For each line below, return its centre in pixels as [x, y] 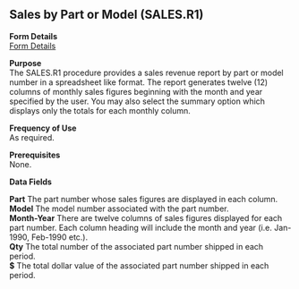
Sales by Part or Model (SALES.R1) [107, 15]
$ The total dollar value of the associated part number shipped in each [139, 265]
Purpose [26, 63]
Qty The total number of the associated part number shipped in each [137, 246]
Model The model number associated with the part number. [119, 208]
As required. [32, 137]
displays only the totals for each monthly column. [100, 110]
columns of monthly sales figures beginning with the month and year [136, 91]
